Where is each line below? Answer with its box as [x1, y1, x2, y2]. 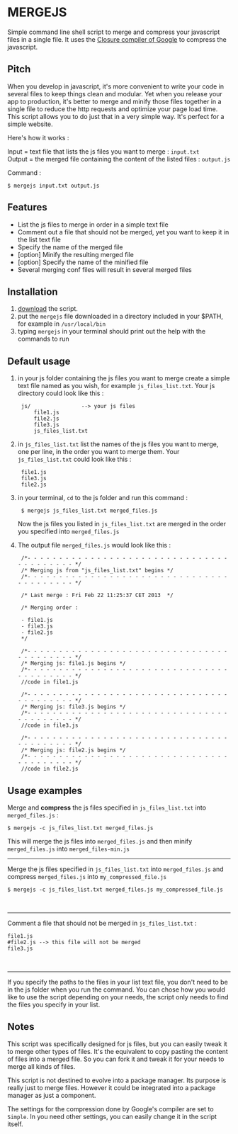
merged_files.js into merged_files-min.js [7, 844, 130, 853]
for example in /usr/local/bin [17, 319, 106, 328]
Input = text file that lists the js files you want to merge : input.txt [7, 147, 200, 156]
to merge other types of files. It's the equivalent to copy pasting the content [7, 1047, 228, 1055]
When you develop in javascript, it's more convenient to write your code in [7, 82, 225, 91]
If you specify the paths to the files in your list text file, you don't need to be [7, 978, 228, 986]
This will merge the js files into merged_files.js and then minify [7, 837, 193, 845]
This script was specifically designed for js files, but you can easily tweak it [7, 1039, 228, 1048]
